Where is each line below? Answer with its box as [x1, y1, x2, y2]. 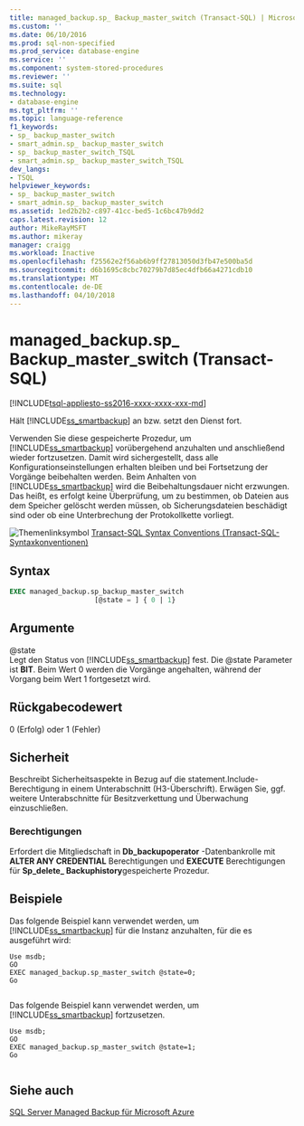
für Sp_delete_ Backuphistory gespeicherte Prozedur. [9, 865, 210, 875]
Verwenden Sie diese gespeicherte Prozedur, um [9, 433, 192, 444]
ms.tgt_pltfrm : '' [9, 106, 79, 115]
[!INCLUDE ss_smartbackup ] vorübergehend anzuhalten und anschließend [9, 442, 285, 453]
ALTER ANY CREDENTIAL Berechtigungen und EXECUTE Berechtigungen [9, 856, 286, 866]
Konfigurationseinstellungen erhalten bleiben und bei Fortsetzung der [9, 462, 269, 473]
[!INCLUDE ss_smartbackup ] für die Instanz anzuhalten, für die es [9, 924, 252, 936]
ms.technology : [9, 89, 67, 98]
